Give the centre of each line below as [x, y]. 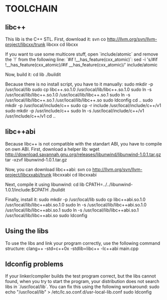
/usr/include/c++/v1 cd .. [30, 116]
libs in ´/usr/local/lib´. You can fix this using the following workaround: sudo [82, 287]
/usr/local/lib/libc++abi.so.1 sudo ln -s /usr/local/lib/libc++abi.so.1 [72, 210]
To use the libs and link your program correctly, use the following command [83, 243]
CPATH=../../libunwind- [109, 184]
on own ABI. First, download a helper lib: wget [52, 149]
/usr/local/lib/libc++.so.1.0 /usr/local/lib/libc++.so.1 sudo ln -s [68, 95]
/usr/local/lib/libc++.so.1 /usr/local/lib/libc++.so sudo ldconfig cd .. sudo [79, 100]
